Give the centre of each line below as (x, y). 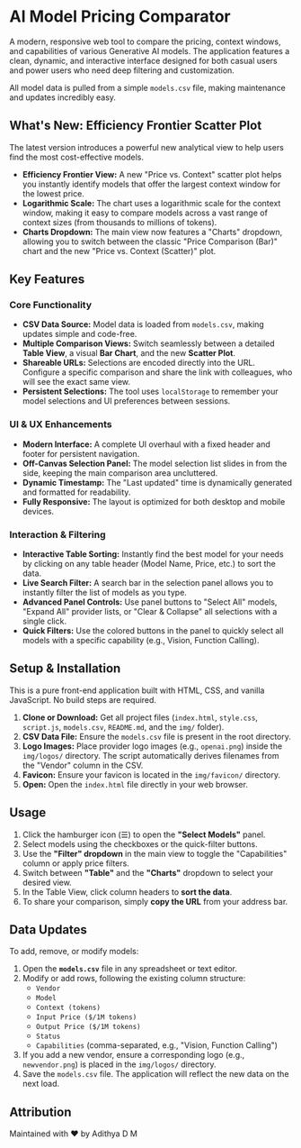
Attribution (40, 1112)
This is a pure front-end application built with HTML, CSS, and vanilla (137, 690)
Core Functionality (51, 305)
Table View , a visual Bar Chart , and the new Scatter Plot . (129, 353)
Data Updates (49, 930)
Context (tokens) (68, 1008)
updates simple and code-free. (80, 334)
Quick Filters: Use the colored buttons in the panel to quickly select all (153, 631)
